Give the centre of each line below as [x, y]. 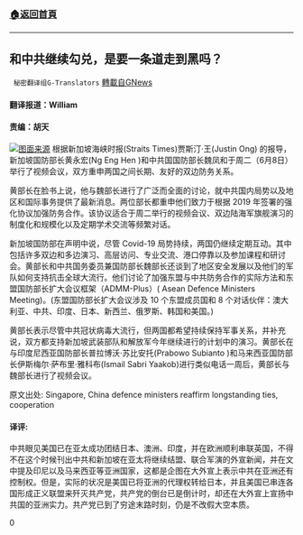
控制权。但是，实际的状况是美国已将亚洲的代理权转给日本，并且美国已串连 [147, 482]
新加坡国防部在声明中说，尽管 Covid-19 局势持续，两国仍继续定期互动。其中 [151, 243]
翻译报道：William [44, 105]
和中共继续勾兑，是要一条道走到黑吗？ [116, 59]
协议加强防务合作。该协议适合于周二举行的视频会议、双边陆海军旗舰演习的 [155, 213]
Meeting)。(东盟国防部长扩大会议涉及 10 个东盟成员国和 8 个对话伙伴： [141, 300]
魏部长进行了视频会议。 [53, 375]
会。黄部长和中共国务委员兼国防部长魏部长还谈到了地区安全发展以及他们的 [147, 266]
